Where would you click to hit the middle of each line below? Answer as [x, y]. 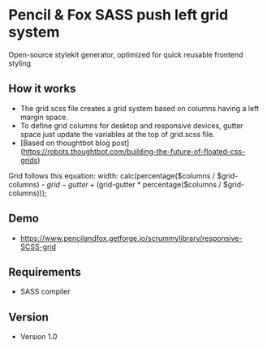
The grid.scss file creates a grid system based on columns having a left [140, 108]
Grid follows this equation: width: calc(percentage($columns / [112, 175]
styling [19, 63]
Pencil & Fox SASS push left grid [118, 15]
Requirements [45, 272]
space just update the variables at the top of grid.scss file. [117, 134]
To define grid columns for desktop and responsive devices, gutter [131, 125]
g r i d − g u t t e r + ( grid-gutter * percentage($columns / [134, 184]
